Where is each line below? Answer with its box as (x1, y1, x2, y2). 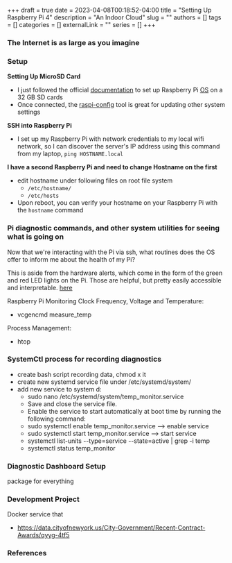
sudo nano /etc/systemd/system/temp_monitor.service (27, 392, 184, 401)
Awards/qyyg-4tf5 (17, 531, 70, 539)
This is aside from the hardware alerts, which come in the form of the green (7, 269, 223, 277)
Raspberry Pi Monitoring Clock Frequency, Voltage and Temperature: (7, 296, 204, 305)
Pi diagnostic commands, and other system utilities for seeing (7, 224, 220, 233)
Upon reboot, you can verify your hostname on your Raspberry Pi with (17, 199, 218, 207)
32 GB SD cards (17, 93, 64, 101)
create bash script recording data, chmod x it (17, 370, 147, 378)
